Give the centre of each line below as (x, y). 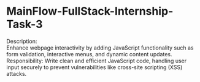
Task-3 (25, 24)
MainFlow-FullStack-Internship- (90, 11)
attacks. (17, 73)
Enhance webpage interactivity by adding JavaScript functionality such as (100, 48)
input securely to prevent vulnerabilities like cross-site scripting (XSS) (94, 67)
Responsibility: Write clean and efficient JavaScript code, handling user (97, 61)
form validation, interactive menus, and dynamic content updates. (89, 54)
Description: (22, 41)
